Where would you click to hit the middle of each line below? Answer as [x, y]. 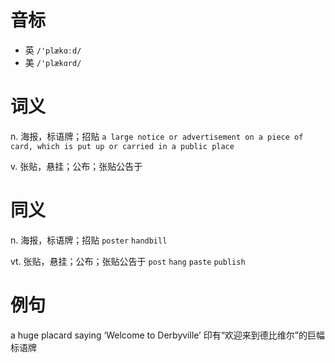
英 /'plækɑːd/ [53, 50]
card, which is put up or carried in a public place [122, 146]
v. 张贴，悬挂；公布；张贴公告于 [76, 166]
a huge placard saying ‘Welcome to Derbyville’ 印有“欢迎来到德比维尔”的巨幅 [168, 335]
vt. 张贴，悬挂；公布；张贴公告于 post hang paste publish [128, 261]
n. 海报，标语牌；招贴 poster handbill [89, 240]
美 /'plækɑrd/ [53, 62]
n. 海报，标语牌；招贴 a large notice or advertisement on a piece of [157, 136]
